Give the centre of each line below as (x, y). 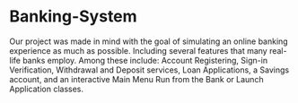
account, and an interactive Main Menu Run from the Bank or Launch (136, 79)
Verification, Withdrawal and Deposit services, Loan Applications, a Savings (149, 70)
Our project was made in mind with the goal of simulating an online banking (149, 41)
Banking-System (73, 17)
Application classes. (46, 89)
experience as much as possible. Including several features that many (138, 50)
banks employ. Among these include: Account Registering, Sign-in (145, 60)
